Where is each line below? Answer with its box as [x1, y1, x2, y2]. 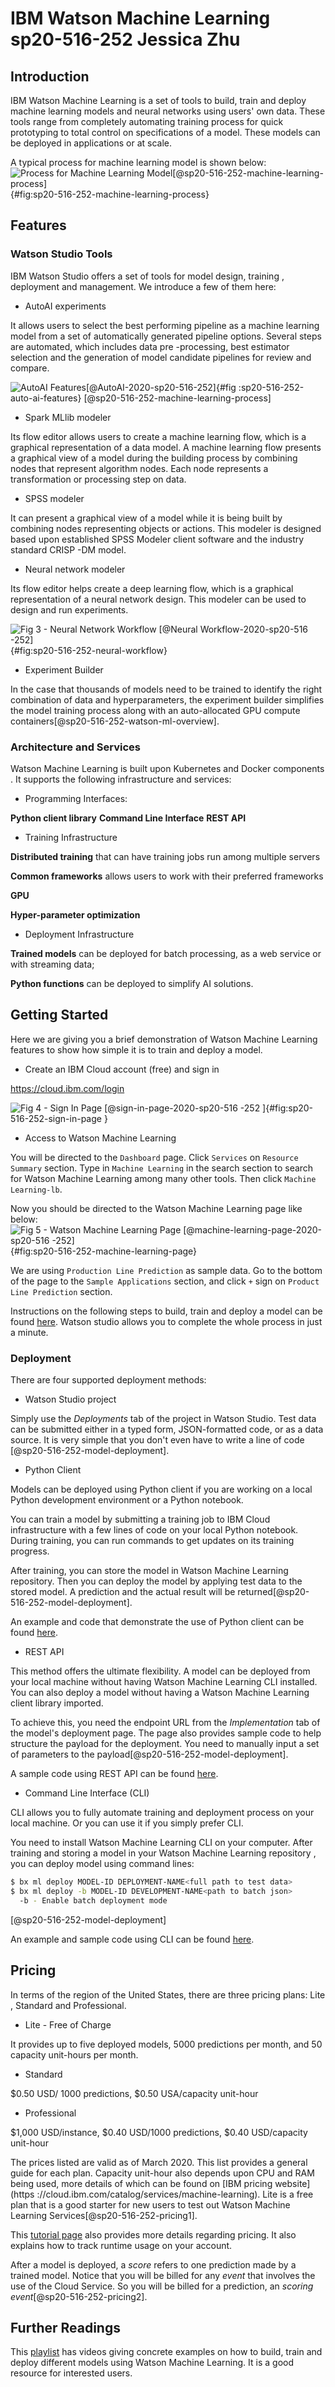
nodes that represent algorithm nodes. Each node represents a [10, 462, 269, 474]
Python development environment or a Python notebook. [10, 1494, 244, 1506]
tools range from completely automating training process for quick [10, 116, 284, 127]
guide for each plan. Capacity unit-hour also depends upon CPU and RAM [10, 2167, 315, 2179]
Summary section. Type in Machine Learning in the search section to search [10, 1162, 314, 1174]
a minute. [10, 1326, 49, 1338]
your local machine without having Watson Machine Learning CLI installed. [10, 1676, 318, 1688]
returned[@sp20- [237, 1586, 310, 1598]
